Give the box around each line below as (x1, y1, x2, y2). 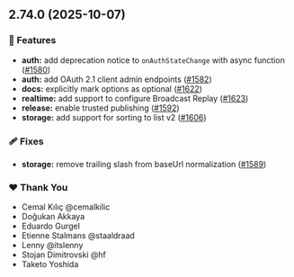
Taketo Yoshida (21, 259, 79, 270)
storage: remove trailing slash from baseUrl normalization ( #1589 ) (21, 158, 267, 169)
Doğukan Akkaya (21, 211, 85, 222)
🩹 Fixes (8, 135, 44, 147)
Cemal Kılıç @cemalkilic (21, 201, 111, 212)
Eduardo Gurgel (21, 220, 80, 232)
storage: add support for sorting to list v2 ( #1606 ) (21, 112, 208, 122)
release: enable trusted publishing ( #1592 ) (21, 103, 181, 113)
